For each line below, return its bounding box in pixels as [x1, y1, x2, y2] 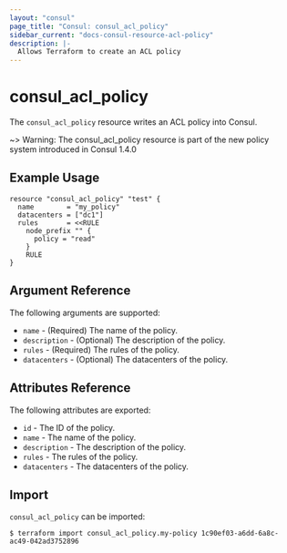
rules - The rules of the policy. [22, 451, 138, 462]
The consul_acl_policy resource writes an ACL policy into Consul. [9, 117, 258, 128]
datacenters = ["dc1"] [17, 210, 104, 220]
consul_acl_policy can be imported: [9, 511, 146, 522]
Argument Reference [9, 283, 131, 299]
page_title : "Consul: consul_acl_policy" [9, 22, 169, 31]
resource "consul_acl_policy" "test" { [9, 194, 161, 203]
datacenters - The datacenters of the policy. [22, 461, 190, 472]
